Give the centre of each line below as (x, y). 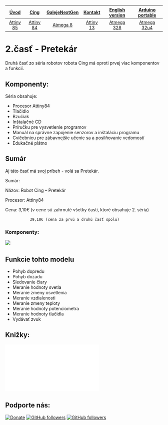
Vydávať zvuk (26, 319)
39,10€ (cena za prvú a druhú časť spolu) (75, 219)
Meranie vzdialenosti (34, 298)
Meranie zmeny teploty (36, 303)
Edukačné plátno (30, 143)
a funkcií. (14, 69)
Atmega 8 (62, 25)
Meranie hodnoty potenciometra (45, 308)
